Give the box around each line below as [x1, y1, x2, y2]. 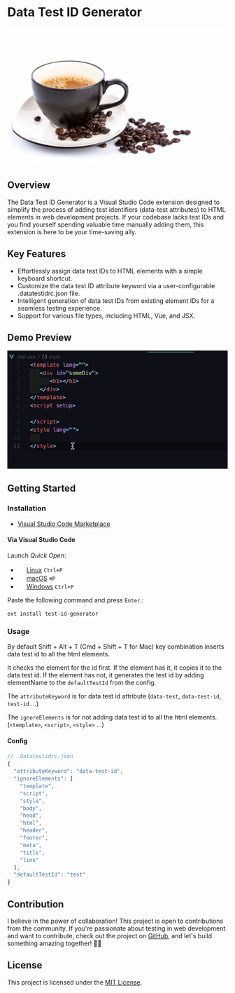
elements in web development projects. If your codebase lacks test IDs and [7, 212, 225, 221]
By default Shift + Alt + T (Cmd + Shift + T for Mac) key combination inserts [7, 642, 225, 651]
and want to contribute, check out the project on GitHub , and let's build [7, 931, 213, 940]
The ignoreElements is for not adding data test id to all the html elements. [7, 713, 218, 722]
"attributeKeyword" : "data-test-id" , [13, 768, 124, 775]
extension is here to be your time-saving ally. [7, 227, 137, 236]
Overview [7, 180, 51, 191]
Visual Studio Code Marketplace [17, 520, 111, 528]
